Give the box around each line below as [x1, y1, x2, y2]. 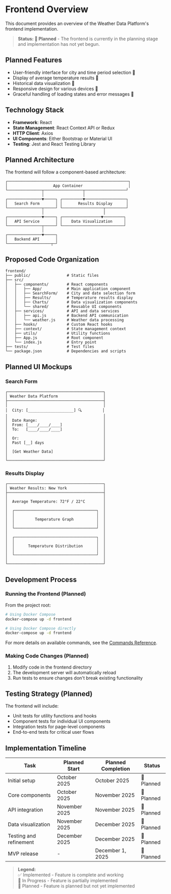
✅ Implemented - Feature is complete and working [17, 872, 124, 878]
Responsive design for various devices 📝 [12, 85, 98, 92]
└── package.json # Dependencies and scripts [5, 349, 126, 354]
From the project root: [5, 602, 51, 608]
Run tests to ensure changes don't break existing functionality [12, 675, 143, 681]
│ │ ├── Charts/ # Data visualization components [5, 300, 138, 305]
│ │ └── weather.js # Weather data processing [5, 318, 124, 323]
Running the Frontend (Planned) [5, 590, 87, 597]
